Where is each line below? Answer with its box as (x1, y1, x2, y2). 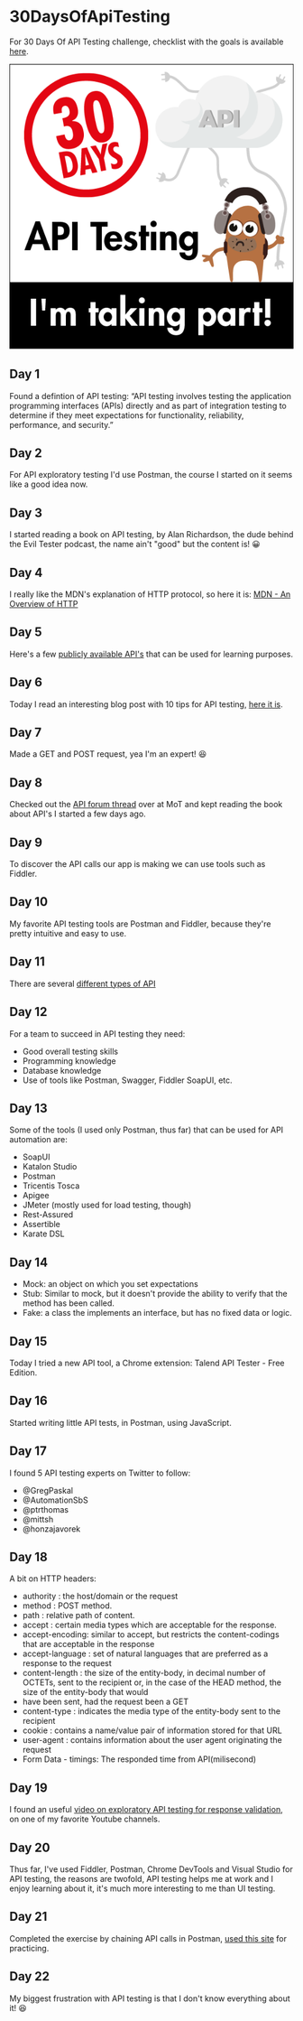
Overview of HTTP (9, 599, 78, 610)
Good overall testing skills (22, 1046, 119, 1057)
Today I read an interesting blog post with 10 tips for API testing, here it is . (9, 698, 283, 710)
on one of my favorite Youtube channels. (9, 1813, 161, 1825)
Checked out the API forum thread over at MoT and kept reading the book (9, 799, 283, 810)
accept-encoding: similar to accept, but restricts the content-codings (22, 1629, 280, 1640)
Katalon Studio (22, 1161, 78, 1172)
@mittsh (22, 1513, 54, 1524)
